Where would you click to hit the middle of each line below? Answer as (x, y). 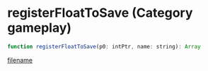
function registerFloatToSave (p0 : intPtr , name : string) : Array (104, 46)
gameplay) (40, 28)
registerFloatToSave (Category (100, 13)
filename (20, 60)
